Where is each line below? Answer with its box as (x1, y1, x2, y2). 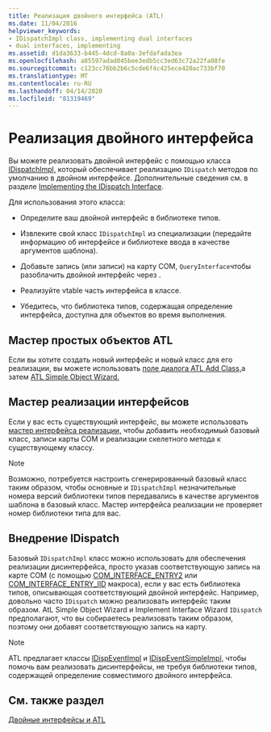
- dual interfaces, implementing (8, 42, 121, 50)
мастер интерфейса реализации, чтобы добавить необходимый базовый (8, 425, 260, 435)
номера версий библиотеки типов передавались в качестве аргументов (8, 490, 260, 501)
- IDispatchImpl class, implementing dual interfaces (8, 34, 194, 43)
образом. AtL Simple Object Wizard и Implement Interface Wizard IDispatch (8, 604, 262, 614)
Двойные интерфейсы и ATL (8, 715, 106, 725)
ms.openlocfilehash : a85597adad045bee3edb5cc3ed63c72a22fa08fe (8, 57, 226, 65)
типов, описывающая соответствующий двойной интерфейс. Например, (8, 587, 260, 597)
